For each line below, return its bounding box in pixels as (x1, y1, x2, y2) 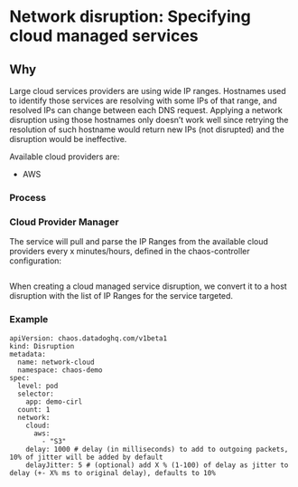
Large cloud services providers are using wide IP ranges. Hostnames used (9, 86, 286, 96)
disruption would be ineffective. (9, 134, 127, 144)
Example (9, 313, 49, 326)
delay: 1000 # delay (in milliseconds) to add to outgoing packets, (25, 444, 289, 454)
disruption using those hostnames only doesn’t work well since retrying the (9, 115, 289, 125)
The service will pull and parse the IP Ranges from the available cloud (9, 236, 269, 247)
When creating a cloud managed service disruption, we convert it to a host (9, 281, 287, 291)
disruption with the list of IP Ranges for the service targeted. (9, 291, 233, 301)
